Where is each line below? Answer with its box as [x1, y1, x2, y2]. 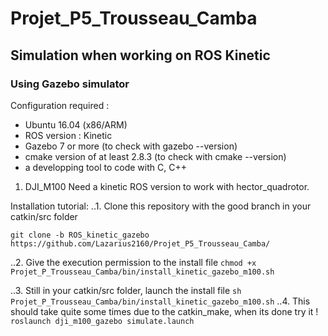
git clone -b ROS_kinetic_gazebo [10, 230, 150, 240]
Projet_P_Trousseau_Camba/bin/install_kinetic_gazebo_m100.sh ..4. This [10, 295, 311, 307]
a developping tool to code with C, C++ [24, 161, 187, 173]
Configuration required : [10, 99, 110, 111]
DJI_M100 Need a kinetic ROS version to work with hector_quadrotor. [24, 180, 310, 192]
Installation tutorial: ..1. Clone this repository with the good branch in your [10, 200, 312, 212]
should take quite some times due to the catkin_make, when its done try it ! [10, 305, 319, 317]
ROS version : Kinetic [24, 129, 113, 141]
